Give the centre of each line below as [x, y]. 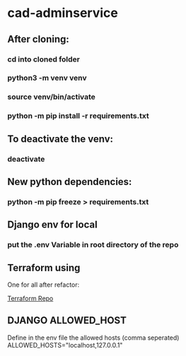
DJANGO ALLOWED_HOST [67, 320]
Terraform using [44, 267]
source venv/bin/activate [51, 97]
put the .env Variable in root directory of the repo [93, 245]
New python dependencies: [70, 182]
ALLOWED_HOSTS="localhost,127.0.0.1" [65, 345]
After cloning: [38, 39]
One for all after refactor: [43, 285]
